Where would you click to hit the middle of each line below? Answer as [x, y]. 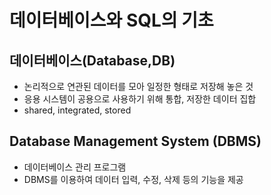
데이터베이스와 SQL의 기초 [111, 20]
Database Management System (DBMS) [135, 141]
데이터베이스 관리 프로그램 [75, 167]
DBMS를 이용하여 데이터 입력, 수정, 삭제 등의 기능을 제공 [133, 179]
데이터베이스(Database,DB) [92, 60]
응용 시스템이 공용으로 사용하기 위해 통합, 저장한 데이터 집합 [140, 99]
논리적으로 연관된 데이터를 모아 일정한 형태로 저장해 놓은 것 [138, 86]
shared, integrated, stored [77, 110]
